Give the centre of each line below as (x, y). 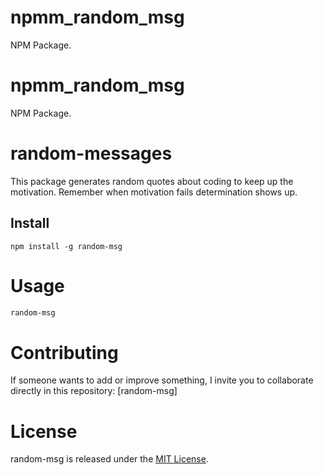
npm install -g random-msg (66, 246)
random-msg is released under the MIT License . (109, 459)
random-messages (91, 153)
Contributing (64, 352)
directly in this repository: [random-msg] (94, 391)
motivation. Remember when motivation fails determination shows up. (154, 192)
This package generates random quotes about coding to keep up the (152, 181)
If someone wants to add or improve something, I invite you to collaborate (162, 380)
